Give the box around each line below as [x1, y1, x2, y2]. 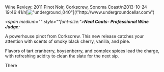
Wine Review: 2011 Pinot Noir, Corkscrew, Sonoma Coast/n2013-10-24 [5, 4, 147, 10]
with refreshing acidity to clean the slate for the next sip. [5, 53, 119, 59]
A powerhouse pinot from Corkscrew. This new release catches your [5, 34, 144, 39]
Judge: [5, 24, 20, 30]
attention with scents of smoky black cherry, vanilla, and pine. [5, 38, 131, 44]
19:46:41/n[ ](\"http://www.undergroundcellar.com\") [5, 9, 155, 15]
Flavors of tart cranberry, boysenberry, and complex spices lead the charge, [5, 48, 160, 54]
